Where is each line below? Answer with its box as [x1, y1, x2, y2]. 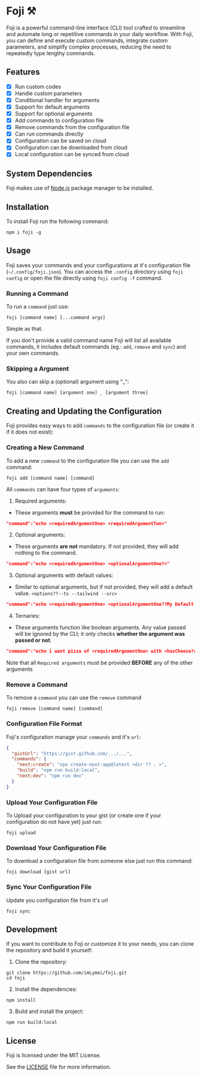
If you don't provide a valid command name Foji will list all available [6, 337, 172, 344]
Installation [6, 202, 49, 212]
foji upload [6, 830, 36, 836]
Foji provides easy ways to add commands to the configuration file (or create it [6, 422, 194, 429]
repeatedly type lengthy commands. [6, 49, 96, 56]
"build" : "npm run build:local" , [17, 767, 100, 773]
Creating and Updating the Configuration [6, 406, 162, 416]
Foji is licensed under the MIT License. [6, 1052, 101, 1059]
